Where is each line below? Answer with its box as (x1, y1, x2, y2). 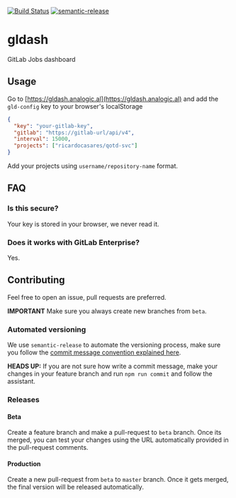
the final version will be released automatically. (7, 483, 144, 492)
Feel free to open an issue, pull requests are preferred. (7, 293, 167, 301)
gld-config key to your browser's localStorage (7, 102, 143, 110)
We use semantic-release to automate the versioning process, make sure (7, 341, 221, 350)
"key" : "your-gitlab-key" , (13, 122, 94, 129)
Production (7, 459, 41, 468)
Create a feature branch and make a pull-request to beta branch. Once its (7, 428, 222, 437)
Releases (7, 395, 40, 405)
